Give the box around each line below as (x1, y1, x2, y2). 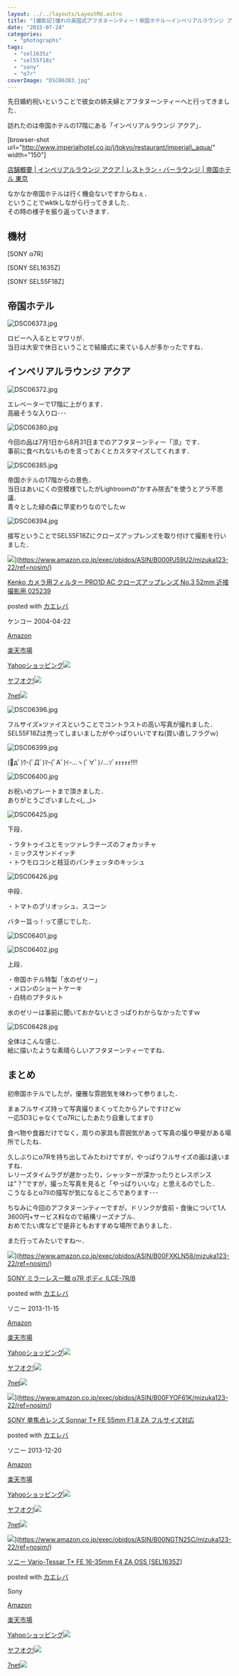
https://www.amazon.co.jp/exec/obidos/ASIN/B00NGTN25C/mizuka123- (18, 1535, 232, 1543)
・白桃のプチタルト (7, 992, 64, 1001)
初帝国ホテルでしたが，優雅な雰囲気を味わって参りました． (7, 1089, 181, 1097)
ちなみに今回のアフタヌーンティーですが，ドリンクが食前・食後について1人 (7, 1203, 227, 1212)
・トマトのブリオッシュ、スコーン (7, 902, 107, 910)
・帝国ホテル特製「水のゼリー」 (7, 975, 101, 983)
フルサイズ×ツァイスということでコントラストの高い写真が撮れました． (7, 720, 217, 728)
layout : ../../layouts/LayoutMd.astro (7, 10, 122, 18)
